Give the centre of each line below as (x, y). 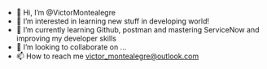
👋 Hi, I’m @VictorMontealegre (66, 13)
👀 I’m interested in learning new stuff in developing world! (113, 21)
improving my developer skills (66, 38)
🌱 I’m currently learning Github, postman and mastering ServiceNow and (138, 30)
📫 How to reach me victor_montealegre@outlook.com (107, 56)
